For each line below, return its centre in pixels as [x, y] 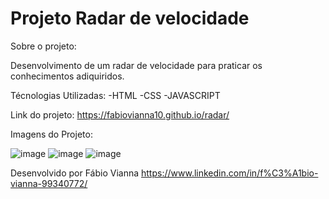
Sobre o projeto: [43, 46]
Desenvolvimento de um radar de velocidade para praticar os [136, 65]
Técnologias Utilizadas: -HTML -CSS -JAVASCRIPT [115, 95]
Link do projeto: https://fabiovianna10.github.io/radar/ [120, 114]
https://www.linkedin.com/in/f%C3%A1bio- [230, 173]
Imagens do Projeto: [51, 134]
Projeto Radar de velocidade [130, 18]
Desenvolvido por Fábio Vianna [75, 173]
